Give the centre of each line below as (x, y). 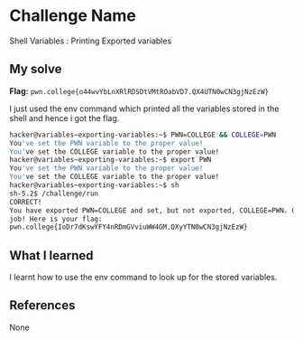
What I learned (51, 255)
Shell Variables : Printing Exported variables (91, 41)
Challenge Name (73, 16)
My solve (36, 69)
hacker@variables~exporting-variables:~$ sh (94, 185)
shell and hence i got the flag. (64, 118)
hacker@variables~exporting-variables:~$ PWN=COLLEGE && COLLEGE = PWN (143, 135)
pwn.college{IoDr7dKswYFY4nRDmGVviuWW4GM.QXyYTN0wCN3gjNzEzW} (129, 227)
